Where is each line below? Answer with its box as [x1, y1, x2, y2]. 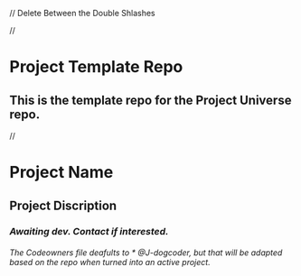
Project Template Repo [9, 57, 183, 78]
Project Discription [9, 198, 118, 213]
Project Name [9, 162, 114, 183]
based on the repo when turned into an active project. [9, 257, 211, 268]
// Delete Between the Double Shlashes [9, 8, 155, 18]
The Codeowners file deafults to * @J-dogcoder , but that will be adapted [9, 247, 283, 258]
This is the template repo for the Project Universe [9, 92, 292, 107]
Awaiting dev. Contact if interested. [9, 225, 169, 237]
